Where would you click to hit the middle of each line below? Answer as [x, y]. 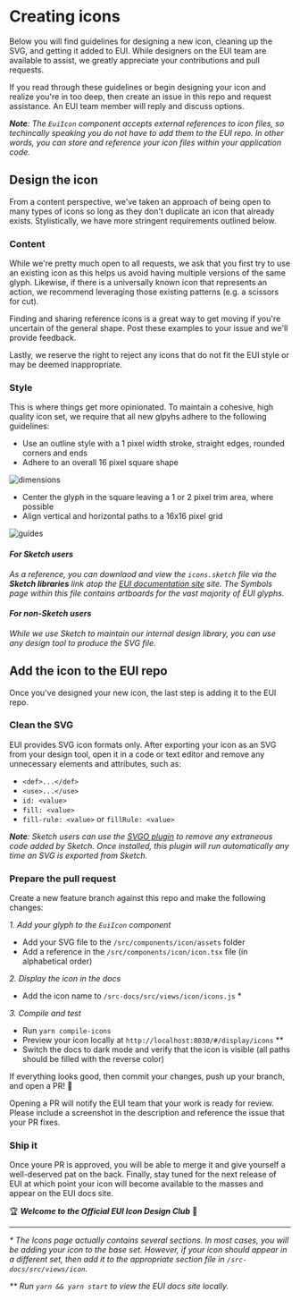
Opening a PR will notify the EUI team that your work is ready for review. [142, 1103]
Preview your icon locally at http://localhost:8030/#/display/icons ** [153, 1041]
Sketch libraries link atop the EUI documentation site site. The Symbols [141, 583]
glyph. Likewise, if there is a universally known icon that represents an [138, 283]
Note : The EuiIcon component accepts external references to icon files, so [147, 123]
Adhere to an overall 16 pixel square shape [100, 463]
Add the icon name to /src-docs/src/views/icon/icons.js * [132, 996]
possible [38, 506]
